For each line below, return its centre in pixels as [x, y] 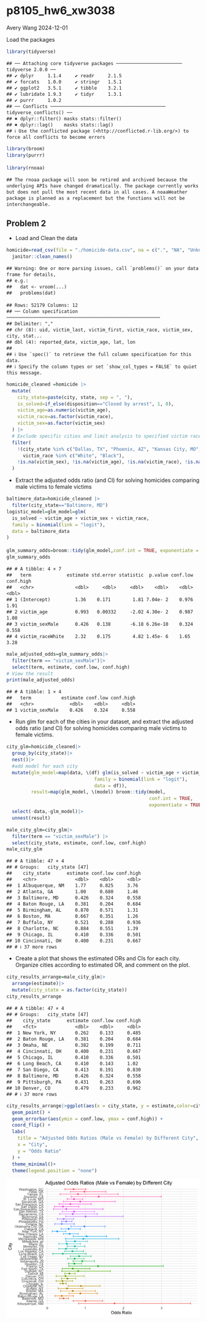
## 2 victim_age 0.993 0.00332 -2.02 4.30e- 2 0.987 [100, 612]
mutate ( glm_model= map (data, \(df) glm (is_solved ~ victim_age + [96, 772]
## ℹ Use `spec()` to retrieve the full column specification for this [99, 354]
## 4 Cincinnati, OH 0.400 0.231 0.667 [74, 1051]
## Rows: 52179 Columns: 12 [42, 305]
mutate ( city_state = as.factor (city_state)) [70, 990]
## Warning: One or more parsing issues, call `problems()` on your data [103, 268]
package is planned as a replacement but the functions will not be [96, 198]
